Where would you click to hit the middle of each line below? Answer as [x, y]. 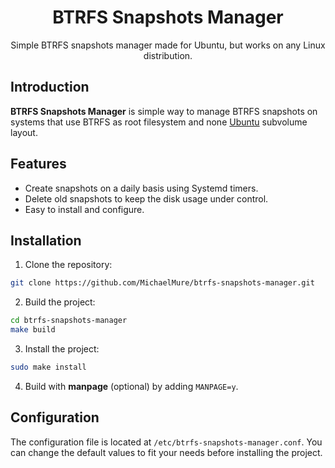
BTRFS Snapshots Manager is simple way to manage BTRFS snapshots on [164, 111]
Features [38, 164]
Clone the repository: [68, 265]
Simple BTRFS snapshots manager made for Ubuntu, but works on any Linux [168, 45]
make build [33, 330]
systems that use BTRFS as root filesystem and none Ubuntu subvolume [159, 122]
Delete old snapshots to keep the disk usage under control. [146, 198]
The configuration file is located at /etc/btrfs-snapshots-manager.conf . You [166, 442]
